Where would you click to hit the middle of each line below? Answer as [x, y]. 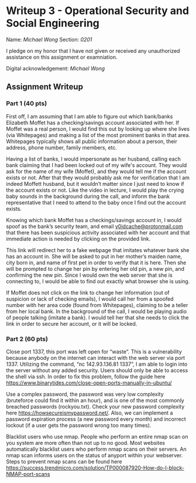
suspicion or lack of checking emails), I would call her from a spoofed [90, 299]
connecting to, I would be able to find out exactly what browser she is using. [98, 281]
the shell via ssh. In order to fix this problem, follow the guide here [86, 376]
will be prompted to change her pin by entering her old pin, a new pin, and [95, 268]
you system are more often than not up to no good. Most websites [86, 443]
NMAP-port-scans [28, 474]
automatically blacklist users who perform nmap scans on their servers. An [96, 449]
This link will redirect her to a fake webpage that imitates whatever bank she [98, 250]
